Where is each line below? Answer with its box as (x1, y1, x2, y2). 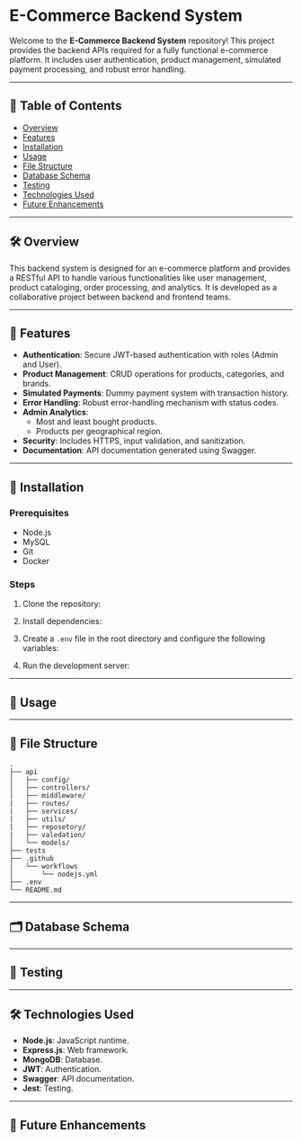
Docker (22, 556, 50, 567)
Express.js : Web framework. (22, 1045, 129, 1056)
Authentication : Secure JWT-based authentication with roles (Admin (22, 350, 279, 361)
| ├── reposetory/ (9, 822, 87, 832)
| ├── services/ (9, 807, 78, 816)
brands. (22, 379, 51, 389)
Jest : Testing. (22, 1083, 74, 1093)
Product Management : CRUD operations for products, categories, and (22, 369, 285, 379)
